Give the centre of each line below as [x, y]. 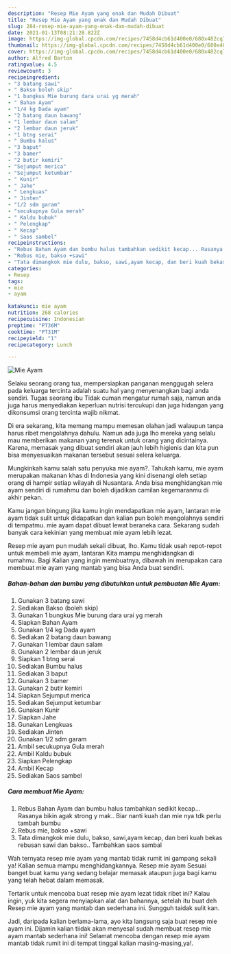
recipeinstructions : [37, 243]
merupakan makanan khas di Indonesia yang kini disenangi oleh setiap [108, 476]
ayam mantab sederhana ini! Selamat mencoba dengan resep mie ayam [109, 936]
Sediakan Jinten [40, 732]
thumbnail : [23, 45]
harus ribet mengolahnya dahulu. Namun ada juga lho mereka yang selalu [112, 433]
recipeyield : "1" [33, 338]
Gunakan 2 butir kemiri [50, 688]
